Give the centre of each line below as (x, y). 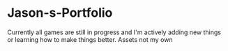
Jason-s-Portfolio (60, 13)
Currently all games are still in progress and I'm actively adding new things (114, 32)
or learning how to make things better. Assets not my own (90, 39)
